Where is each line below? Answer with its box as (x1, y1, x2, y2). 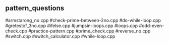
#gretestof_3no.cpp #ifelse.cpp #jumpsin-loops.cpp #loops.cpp (5, 22, 138, 28)
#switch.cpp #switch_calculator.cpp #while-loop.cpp (5, 33, 116, 39)
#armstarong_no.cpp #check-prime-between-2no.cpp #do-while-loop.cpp (5, 17, 161, 23)
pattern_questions (5, 4, 65, 12)
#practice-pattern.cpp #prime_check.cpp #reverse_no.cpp (28, 27, 151, 34)
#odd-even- (139, 22, 164, 28)
